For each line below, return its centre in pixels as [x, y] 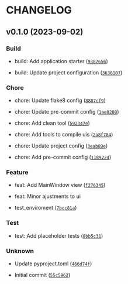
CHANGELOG [39, 10]
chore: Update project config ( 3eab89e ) [61, 146]
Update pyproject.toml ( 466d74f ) [53, 264]
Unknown [20, 251]
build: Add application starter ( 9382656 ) [61, 61]
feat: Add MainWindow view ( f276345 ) [60, 185]
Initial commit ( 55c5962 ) [42, 275]
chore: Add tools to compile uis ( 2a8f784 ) [64, 135]
